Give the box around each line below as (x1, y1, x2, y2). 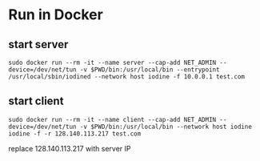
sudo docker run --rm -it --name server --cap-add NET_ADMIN (8, 58, 217, 66)
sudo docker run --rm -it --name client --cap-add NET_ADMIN (8, 115, 217, 123)
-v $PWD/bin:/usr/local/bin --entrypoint (79, 66, 220, 74)
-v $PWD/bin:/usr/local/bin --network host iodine (79, 123, 252, 131)
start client (8, 95, 64, 108)
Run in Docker (8, 6, 104, 24)
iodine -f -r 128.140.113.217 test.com (8, 130, 142, 138)
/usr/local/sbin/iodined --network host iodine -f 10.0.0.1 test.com (8, 73, 246, 81)
